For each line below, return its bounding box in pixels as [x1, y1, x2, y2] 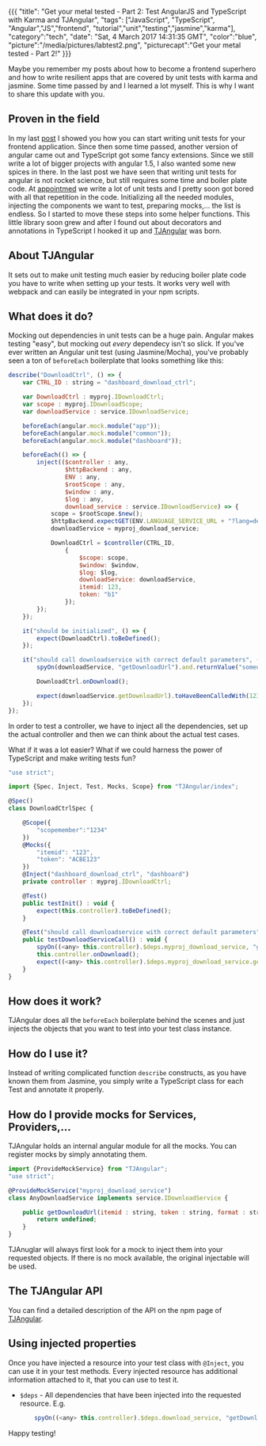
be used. [8, 1261, 37, 1271]
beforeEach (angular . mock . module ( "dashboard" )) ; [22, 437, 182, 444]
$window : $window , [78, 561, 140, 569]
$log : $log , [78, 568, 119, 577]
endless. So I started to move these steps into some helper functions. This [8, 209, 251, 219]
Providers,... [8, 1120, 71, 1134]
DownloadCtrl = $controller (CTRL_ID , [50, 539, 176, 547]
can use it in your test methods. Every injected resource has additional [8, 1366, 238, 1375]
